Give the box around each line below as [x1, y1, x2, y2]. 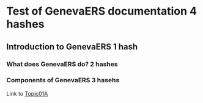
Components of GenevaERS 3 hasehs [6, 76, 120, 85]
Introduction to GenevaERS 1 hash [6, 41, 138, 52]
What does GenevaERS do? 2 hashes [6, 60, 118, 68]
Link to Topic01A [6, 90, 48, 97]
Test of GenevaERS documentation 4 [6, 4, 197, 18]
